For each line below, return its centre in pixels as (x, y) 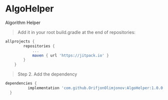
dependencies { (21, 83)
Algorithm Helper (23, 22)
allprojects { (20, 41)
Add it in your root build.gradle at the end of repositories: (76, 32)
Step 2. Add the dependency (47, 74)
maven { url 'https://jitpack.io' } (70, 55)
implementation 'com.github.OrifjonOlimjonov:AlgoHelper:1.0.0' (96, 88)
